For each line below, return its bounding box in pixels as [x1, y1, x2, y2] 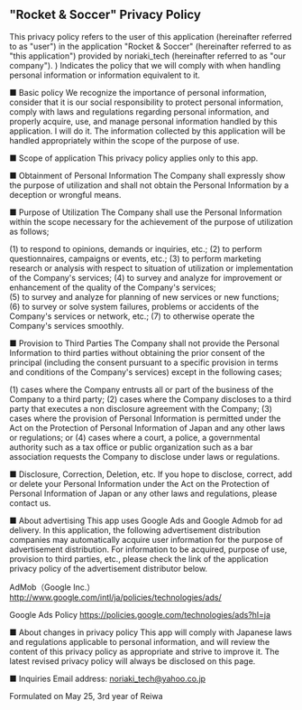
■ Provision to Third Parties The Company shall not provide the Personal [9, 338, 279, 349]
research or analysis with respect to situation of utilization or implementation [9, 262, 294, 274]
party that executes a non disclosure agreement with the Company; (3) [9, 403, 273, 414]
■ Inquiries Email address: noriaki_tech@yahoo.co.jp [9, 673, 206, 684]
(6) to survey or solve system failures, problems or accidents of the [9, 301, 260, 312]
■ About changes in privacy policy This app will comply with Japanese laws [9, 627, 293, 638]
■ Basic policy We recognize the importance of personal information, [9, 87, 268, 98]
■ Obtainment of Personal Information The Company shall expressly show [9, 170, 286, 181]
